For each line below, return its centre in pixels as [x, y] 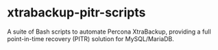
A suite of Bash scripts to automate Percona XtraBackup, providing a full [109, 32]
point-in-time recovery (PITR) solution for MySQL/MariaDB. [91, 38]
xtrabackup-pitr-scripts [76, 13]
